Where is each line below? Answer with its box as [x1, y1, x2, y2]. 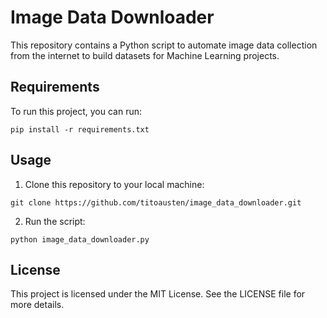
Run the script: [24, 215, 86, 227]
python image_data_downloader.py [10, 234, 150, 245]
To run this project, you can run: [10, 105, 142, 117]
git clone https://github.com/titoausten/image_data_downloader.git [10, 197, 302, 208]
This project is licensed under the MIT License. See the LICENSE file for [10, 288, 306, 300]
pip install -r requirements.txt [10, 124, 150, 135]
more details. [10, 299, 65, 311]
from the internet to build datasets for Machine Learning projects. [10, 49, 280, 61]
